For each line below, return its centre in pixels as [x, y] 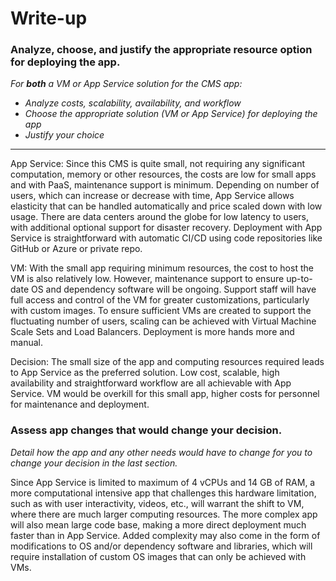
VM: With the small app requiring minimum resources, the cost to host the [162, 268]
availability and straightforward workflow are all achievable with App [151, 383]
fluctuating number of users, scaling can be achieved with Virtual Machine [163, 321]
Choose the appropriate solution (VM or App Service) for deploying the [171, 114]
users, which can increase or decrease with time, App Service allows [152, 196]
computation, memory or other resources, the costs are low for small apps [163, 174]
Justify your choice [64, 135]
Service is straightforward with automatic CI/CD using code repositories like [166, 238]
